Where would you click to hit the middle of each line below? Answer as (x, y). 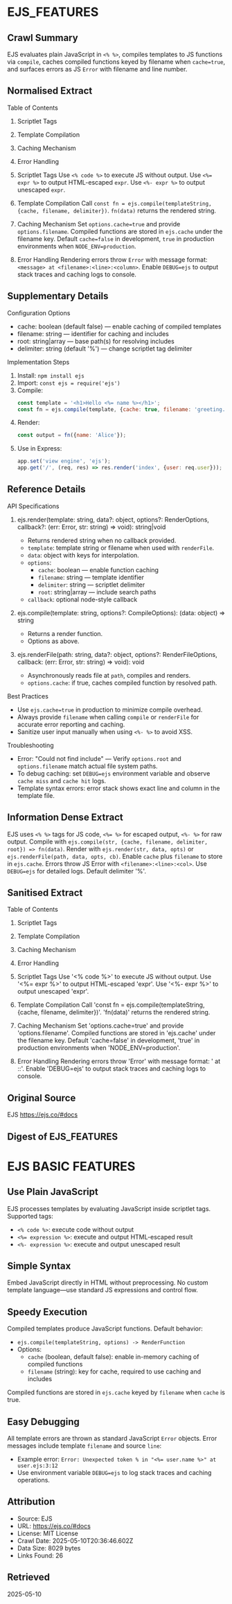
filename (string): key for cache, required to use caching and (114, 1371)
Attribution (31, 1502)
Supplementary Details (58, 296)
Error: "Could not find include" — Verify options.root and (99, 758)
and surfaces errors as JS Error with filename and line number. (97, 69)
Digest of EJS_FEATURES (63, 1136)
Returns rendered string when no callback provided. (102, 540)
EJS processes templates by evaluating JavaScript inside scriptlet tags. (109, 1208)
